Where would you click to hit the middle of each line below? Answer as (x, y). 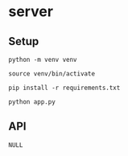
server (31, 12)
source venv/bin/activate (52, 74)
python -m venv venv (43, 60)
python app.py (32, 102)
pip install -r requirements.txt (64, 88)
